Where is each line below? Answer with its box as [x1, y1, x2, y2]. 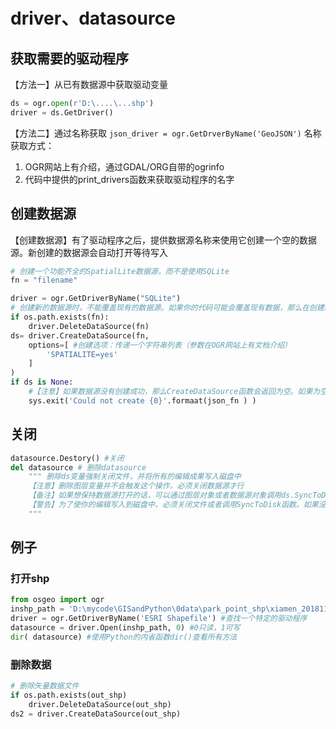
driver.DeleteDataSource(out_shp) [28, 699, 172, 709]
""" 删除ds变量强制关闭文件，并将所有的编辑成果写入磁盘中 [28, 472, 242, 482]
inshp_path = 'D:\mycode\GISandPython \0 [10, 604, 182, 614]
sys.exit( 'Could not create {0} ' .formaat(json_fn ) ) [28, 395, 257, 406]
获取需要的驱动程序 [10, 50, 129, 67]
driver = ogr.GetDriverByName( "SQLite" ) [10, 294, 182, 304]
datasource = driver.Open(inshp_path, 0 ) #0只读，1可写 [10, 623, 241, 633]
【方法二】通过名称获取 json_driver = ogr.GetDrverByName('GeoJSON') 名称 [10, 127, 322, 139]
